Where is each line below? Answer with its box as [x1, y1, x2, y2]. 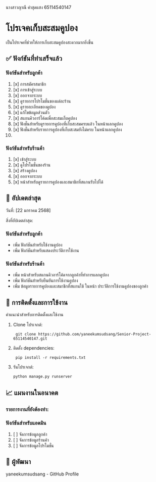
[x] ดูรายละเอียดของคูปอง [13, 104, 56, 110]
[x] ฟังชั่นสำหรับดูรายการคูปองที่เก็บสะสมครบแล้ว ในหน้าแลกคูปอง [13, 121, 123, 127]
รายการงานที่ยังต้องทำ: [6, 406, 49, 413]
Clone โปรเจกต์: [13, 322, 43, 328]
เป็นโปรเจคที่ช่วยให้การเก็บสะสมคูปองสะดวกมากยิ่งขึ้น [6, 39, 94, 45]
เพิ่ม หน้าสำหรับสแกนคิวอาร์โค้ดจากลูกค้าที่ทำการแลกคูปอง [13, 272, 109, 278]
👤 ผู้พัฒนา [6, 457, 31, 466]
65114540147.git [13, 336, 47, 342]
